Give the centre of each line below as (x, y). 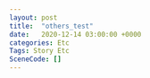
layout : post (33, 17)
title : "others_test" (51, 26)
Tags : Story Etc (39, 51)
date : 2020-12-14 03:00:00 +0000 (75, 34)
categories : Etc (39, 43)
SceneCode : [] (36, 59)
